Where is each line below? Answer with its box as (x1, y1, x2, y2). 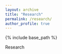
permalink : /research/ (5, 16, 52, 21)
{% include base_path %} (5, 35, 58, 41)
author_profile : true (5, 21, 50, 26)
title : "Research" (5, 12, 43, 17)
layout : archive (5, 7, 39, 12)
